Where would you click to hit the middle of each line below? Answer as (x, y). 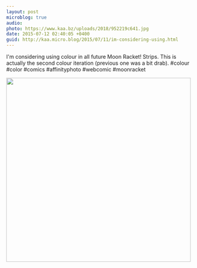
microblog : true (26, 17)
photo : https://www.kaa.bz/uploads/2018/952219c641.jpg (77, 28)
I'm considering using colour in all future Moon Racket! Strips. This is (91, 57)
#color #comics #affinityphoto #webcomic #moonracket (76, 69)
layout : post (23, 12)
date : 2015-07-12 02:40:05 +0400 (48, 34)
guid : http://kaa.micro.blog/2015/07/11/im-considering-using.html (92, 40)
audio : (14, 23)
